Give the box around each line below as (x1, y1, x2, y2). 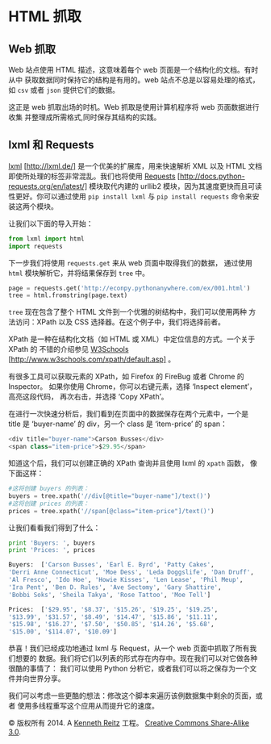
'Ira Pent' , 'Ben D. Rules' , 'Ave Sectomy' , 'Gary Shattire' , (8, 583, 222, 591)
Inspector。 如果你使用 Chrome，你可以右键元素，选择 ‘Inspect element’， (8, 382, 256, 391)
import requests (8, 242, 63, 250)
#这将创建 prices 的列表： (8, 499, 90, 508)
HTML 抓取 (8, 7, 82, 26)
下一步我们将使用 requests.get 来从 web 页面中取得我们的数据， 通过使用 (8, 257, 252, 267)
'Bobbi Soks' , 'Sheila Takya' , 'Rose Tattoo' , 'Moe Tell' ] (8, 591, 211, 599)
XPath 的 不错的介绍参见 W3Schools (8, 345, 129, 354)
